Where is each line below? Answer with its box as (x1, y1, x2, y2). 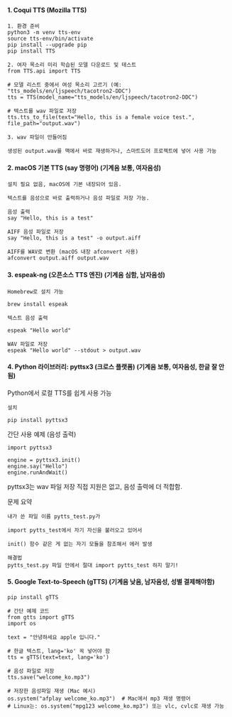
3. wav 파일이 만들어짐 (7, 134, 67, 141)
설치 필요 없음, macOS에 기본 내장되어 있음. (7, 181, 122, 188)
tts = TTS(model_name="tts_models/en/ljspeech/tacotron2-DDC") (7, 94, 199, 101)
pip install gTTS (7, 594, 59, 601)
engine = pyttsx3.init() (7, 456, 81, 463)
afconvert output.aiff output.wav (7, 254, 110, 262)
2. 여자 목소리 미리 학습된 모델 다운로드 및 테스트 (7, 61, 137, 69)
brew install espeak (7, 301, 69, 308)
